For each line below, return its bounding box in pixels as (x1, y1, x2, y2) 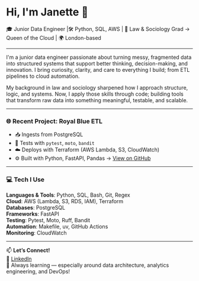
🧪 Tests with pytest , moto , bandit (14, 140, 95, 147)
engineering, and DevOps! (6, 267, 70, 275)
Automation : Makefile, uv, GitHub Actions (6, 223, 108, 230)
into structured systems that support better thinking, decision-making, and (6, 59, 188, 67)
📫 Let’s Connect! (6, 247, 50, 254)
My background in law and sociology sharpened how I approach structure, (6, 84, 188, 91)
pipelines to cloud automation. (6, 72, 80, 80)
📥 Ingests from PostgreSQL (14, 131, 84, 138)
